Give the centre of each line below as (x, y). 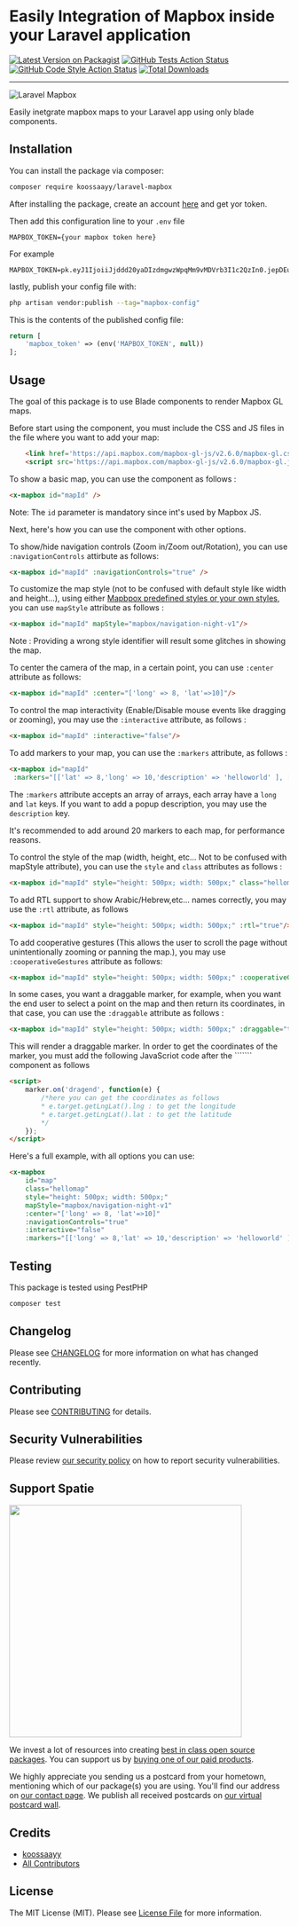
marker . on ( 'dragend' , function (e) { (93, 1090)
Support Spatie (52, 1488)
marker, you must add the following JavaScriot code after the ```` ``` (131, 1056)
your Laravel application (100, 35)
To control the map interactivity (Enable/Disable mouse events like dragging (148, 711)
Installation (41, 149)
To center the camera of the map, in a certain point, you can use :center (141, 668)
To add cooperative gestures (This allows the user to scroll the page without (149, 942)
